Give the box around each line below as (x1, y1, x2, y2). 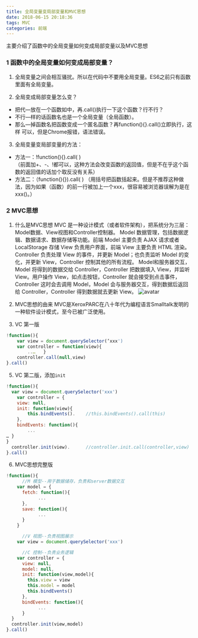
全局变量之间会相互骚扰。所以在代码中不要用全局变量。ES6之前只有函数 (14, 73, 191, 80)
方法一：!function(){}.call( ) (14, 153, 81, 160)
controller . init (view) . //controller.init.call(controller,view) (11, 444, 190, 450)
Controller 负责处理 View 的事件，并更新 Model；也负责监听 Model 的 (14, 250, 184, 258)
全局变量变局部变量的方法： (14, 141, 83, 148)
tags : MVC (6, 20, 31, 26)
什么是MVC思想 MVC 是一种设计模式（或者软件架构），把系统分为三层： (14, 221, 190, 228)
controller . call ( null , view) (17, 354, 86, 361)
